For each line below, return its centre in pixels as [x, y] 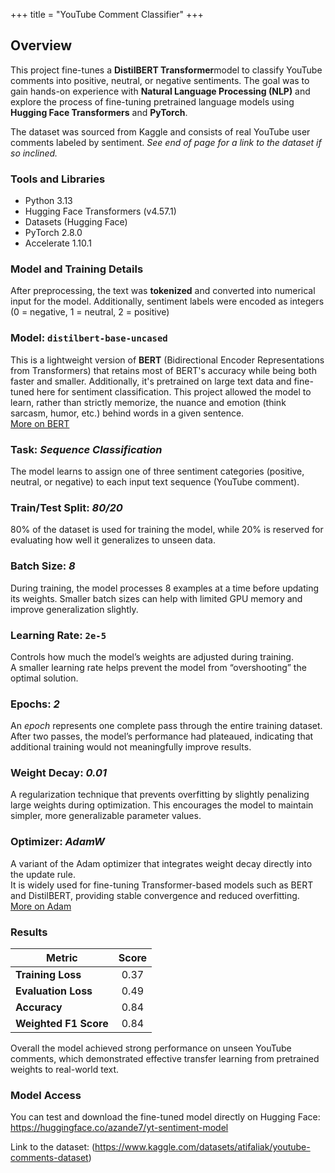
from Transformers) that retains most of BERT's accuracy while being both [163, 370]
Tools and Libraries [58, 179]
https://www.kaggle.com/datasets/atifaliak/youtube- [202, 1147]
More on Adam [41, 906]
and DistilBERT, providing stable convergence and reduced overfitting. [155, 895]
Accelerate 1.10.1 [58, 243]
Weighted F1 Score [62, 1024]
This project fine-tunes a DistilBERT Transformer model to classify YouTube [166, 70]
